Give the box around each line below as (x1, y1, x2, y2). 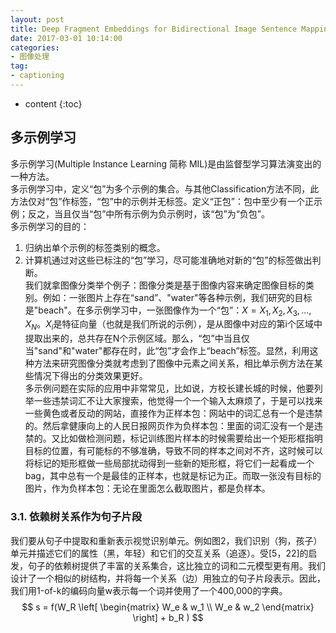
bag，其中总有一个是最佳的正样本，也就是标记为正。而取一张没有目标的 (24, 470, 322, 482)
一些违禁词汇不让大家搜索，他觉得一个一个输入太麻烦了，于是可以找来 (33, 395, 323, 407)
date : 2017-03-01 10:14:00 (10, 33, 123, 43)
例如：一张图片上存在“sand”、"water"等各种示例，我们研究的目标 (42, 291, 313, 303)
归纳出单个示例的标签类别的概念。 (24, 241, 166, 253)
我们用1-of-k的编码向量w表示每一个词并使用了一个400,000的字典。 (10, 584, 288, 596)
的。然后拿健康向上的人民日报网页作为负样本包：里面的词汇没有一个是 (24, 420, 315, 432)
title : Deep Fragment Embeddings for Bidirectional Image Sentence (10, 24, 298, 34)
